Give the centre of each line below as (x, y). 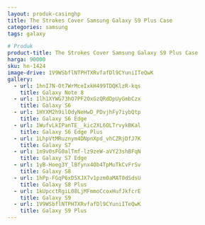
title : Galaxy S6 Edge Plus (61, 132)
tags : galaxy (27, 34)
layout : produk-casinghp (44, 14)
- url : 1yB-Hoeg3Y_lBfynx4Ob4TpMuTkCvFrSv (77, 165)
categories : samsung (38, 27)
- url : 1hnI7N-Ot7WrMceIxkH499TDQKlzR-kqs (77, 86)
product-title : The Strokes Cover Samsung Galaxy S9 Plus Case (103, 53)
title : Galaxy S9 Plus (54, 211)
